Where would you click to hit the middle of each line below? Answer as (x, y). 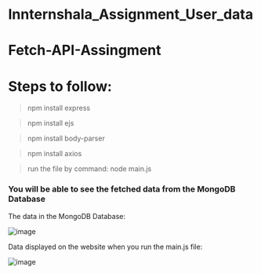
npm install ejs (51, 123)
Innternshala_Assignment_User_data (130, 15)
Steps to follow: (60, 86)
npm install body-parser (66, 138)
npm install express (59, 108)
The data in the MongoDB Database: (67, 216)
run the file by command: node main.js (89, 169)
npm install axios (54, 154)
